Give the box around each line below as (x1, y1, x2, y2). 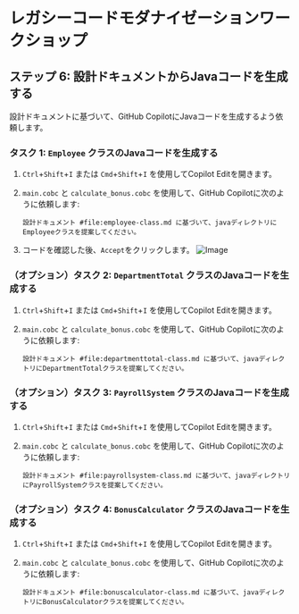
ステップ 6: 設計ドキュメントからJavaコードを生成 (9, 69, 288, 84)
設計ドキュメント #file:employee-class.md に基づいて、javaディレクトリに (21, 218, 278, 228)
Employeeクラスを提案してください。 (21, 228, 141, 237)
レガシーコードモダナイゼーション (9, 8, 260, 29)
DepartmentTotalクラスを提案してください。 (42, 364, 189, 373)
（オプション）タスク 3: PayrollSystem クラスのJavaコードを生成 (9, 386, 290, 399)
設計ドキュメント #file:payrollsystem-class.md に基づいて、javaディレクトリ (21, 471, 291, 480)
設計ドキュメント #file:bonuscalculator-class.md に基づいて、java (21, 588, 260, 597)
